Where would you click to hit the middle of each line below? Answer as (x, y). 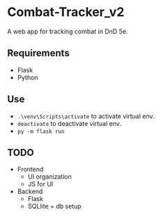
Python (28, 77)
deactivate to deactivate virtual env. (69, 123)
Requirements (38, 53)
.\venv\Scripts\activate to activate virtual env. (86, 116)
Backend (30, 191)
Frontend (30, 169)
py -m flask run (41, 131)
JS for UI (40, 184)
